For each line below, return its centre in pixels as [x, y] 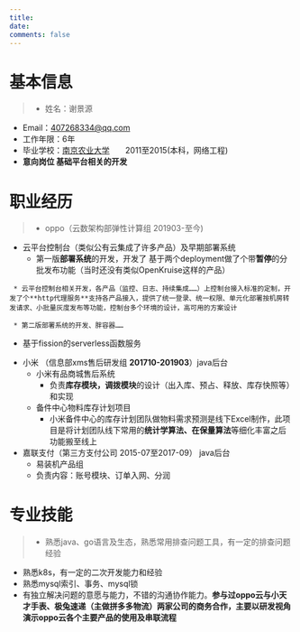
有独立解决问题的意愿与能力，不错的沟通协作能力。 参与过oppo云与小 [150, 595]
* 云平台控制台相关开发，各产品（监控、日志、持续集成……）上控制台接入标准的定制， [149, 289]
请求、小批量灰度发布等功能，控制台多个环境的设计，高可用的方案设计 [127, 308]
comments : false [40, 34]
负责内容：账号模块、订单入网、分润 [103, 476]
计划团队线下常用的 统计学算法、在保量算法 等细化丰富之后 [180, 431]
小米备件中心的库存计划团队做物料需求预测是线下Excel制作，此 [166, 419]
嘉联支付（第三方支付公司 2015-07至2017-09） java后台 [126, 453]
